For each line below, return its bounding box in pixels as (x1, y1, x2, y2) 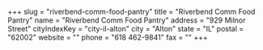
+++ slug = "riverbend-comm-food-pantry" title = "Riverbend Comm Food (7, 7, 256, 16)
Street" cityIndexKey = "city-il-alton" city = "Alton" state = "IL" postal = (7, 24, 244, 33)
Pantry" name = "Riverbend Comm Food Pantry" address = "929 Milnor (7, 15, 246, 25)
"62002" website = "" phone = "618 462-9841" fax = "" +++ (7, 32, 208, 42)
